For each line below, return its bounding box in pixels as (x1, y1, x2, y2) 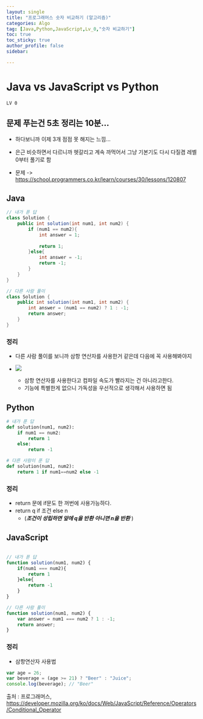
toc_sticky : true (6, 37, 50, 43)
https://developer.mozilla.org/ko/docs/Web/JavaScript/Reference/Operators (6, 700, 197, 707)
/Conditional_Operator (6, 706, 62, 714)
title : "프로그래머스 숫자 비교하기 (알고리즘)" (6, 15, 111, 21)
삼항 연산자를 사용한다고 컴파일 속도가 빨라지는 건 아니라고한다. (24, 377, 174, 384)
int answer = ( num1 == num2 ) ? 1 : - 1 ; (28, 305, 129, 311)
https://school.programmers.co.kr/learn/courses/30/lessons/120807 (15, 176, 187, 183)
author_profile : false (6, 43, 64, 49)
